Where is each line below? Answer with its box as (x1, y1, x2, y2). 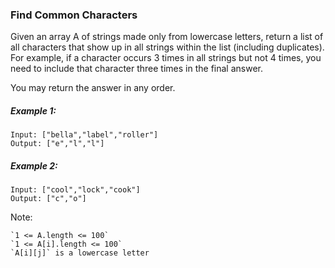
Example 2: (10, 159, 58, 172)
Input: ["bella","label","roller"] (10, 130, 159, 140)
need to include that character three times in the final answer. (10, 63, 263, 75)
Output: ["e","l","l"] (10, 139, 105, 149)
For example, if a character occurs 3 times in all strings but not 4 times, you (10, 52, 322, 64)
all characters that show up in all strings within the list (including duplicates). (10, 41, 325, 53)
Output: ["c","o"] (10, 194, 87, 204)
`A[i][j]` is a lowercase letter (10, 248, 150, 258)
